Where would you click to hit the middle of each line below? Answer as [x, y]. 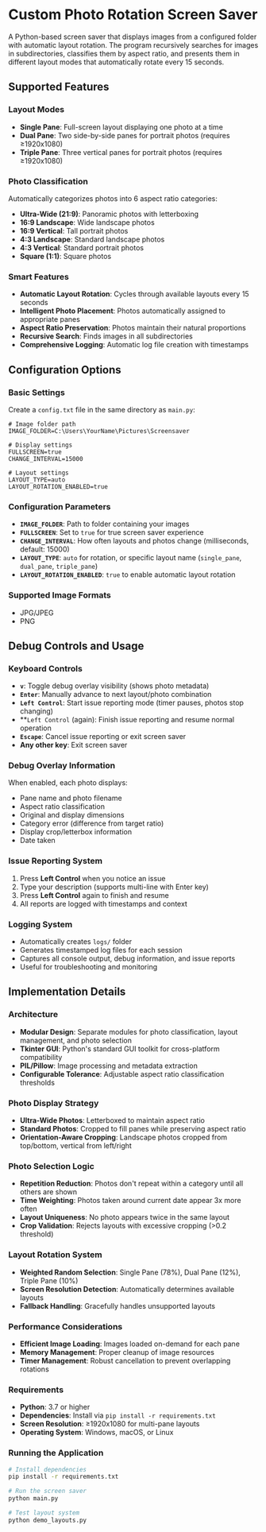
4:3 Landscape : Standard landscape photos [92, 239]
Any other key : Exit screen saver [73, 745]
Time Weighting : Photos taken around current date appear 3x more [130, 1201]
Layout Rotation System [55, 1255]
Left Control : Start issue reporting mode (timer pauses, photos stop [132, 703]
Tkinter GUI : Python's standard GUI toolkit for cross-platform [120, 1048]
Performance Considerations [66, 1326]
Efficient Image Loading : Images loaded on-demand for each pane [130, 1344]
